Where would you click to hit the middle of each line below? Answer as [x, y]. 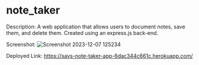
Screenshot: [21, 44]
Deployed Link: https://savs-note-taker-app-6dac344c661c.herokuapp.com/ [99, 56]
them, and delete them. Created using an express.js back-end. [82, 32]
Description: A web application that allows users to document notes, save [96, 27]
